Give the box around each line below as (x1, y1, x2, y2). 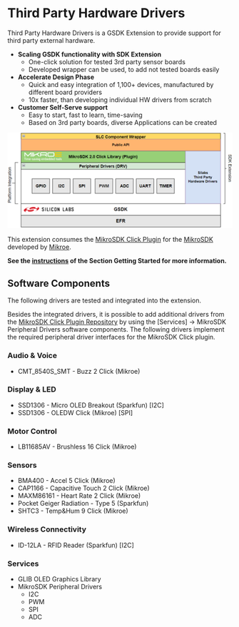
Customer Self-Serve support (17, 103, 108, 111)
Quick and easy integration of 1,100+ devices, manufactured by (28, 80, 214, 88)
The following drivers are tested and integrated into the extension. (7, 296, 202, 305)
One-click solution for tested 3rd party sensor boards (28, 57, 185, 66)
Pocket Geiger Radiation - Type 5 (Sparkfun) (17, 499, 149, 508)
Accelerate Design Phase (17, 73, 95, 81)
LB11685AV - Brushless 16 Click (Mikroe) (17, 442, 137, 451)
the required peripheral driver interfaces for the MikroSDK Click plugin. (7, 333, 215, 342)
